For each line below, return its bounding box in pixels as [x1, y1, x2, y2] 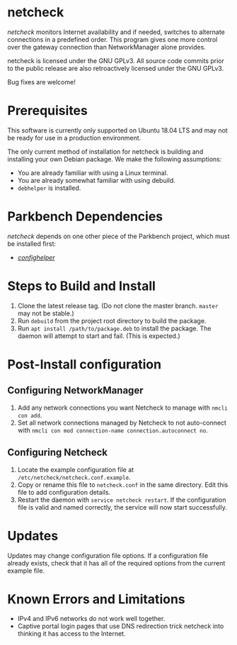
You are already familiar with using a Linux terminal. [17, 168, 168, 177]
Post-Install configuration [7, 356, 161, 372]
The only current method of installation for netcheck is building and [7, 147, 204, 156]
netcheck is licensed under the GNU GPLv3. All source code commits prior [7, 56, 225, 64]
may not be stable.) [17, 309, 74, 318]
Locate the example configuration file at [17, 465, 134, 473]
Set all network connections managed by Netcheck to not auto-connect [17, 418, 226, 427]
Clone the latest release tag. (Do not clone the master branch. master [17, 301, 219, 310]
